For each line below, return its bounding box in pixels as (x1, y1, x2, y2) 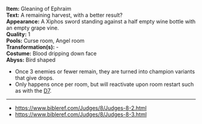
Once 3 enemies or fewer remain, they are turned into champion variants (14, 68, 195, 75)
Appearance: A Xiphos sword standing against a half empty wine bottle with (6, 18, 196, 25)
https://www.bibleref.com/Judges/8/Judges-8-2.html (14, 105, 147, 111)
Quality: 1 (6, 31, 31, 38)
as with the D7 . (14, 87, 52, 94)
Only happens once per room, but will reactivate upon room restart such (14, 81, 194, 88)
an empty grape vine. (6, 24, 59, 31)
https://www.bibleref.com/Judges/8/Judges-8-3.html (14, 111, 147, 118)
